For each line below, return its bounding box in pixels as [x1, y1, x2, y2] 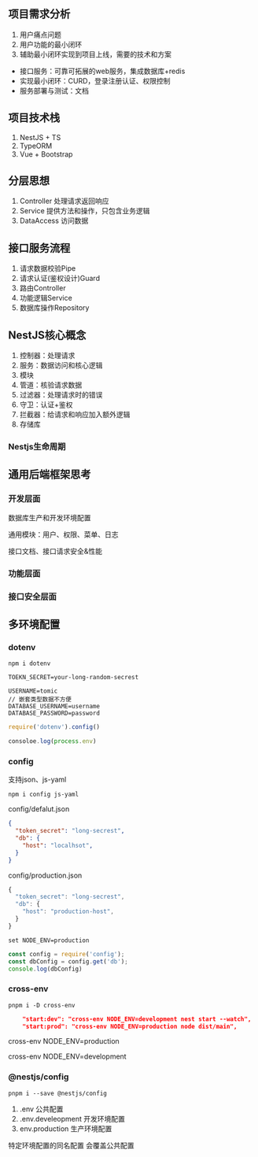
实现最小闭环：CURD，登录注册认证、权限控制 [19, 76, 171, 85]
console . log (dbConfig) [8, 965, 83, 973]
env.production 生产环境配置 [19, 1124, 112, 1133]
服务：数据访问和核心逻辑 [19, 360, 103, 370]
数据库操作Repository [19, 303, 90, 312]
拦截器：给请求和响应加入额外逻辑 [19, 410, 131, 420]
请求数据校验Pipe [19, 264, 76, 273]
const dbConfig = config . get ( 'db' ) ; [8, 957, 128, 966]
